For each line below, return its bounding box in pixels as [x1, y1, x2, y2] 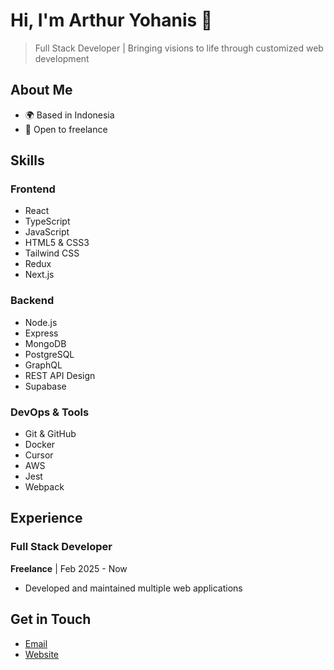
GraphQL [24, 359, 63, 371]
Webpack [24, 481, 65, 493]
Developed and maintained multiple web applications [24, 582, 243, 594]
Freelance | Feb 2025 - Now [10, 562, 128, 574]
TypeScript [24, 215, 71, 228]
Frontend [10, 182, 56, 196]
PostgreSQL [24, 348, 75, 360]
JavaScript [24, 226, 70, 238]
